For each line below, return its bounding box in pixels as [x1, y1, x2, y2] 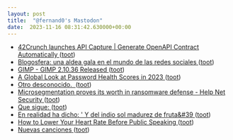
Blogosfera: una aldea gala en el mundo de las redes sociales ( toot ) [17, 58, 215, 66]
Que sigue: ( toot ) [17, 103, 67, 112]
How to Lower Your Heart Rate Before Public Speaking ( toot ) [17, 118, 195, 127]
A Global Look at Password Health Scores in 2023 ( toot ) [17, 73, 181, 81]
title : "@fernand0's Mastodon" [7, 17, 103, 24]
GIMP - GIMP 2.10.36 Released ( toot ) [17, 65, 125, 74]
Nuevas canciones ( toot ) [17, 125, 90, 134]
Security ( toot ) [17, 95, 60, 104]
